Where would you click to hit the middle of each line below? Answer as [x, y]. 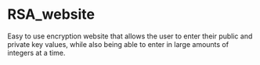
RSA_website [51, 14]
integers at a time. [36, 52]
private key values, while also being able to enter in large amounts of [118, 44]
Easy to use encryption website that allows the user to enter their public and [130, 36]
